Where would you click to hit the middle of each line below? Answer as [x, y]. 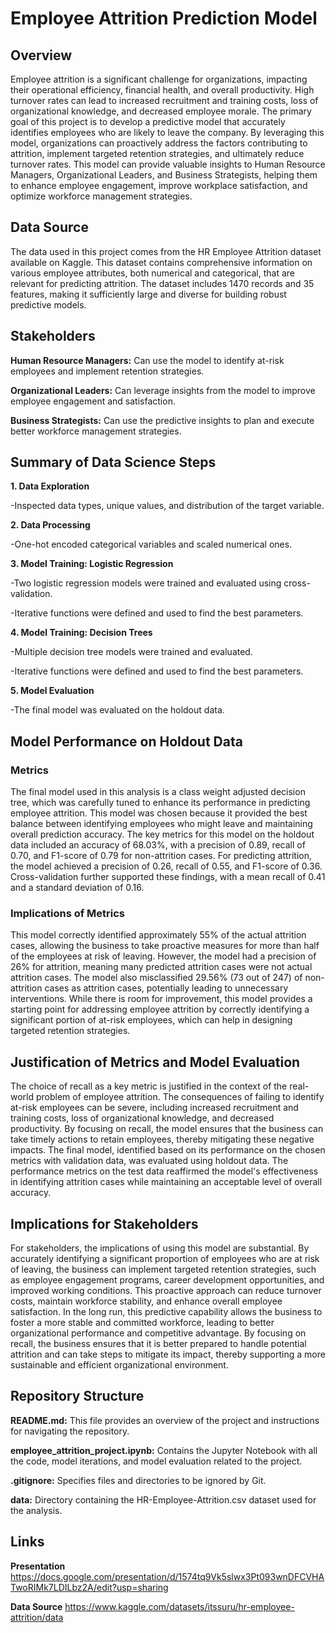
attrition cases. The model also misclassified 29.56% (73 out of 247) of [156, 978]
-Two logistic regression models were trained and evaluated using [146, 583]
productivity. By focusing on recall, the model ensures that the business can [167, 1129]
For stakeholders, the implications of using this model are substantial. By [160, 1248]
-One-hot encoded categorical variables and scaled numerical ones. [151, 544]
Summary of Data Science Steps [113, 462]
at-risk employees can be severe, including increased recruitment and [154, 1108]
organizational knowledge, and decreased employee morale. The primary [161, 111]
